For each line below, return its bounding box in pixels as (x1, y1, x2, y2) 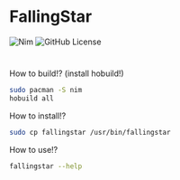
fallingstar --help (9, 161, 83, 171)
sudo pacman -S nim (9, 86, 83, 95)
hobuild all (9, 94, 54, 103)
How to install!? (9, 110, 67, 121)
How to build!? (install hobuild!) (9, 68, 124, 79)
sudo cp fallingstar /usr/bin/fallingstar (9, 128, 171, 137)
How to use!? (9, 144, 58, 155)
